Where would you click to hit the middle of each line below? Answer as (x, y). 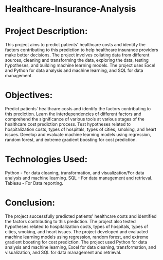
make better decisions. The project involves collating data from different (77, 55)
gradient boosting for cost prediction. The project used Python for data (76, 242)
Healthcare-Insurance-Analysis (71, 9)
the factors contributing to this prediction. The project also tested (71, 221)
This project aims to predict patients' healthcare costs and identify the (75, 45)
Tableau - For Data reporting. (34, 183)
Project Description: (46, 31)
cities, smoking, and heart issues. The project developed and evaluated (77, 231)
